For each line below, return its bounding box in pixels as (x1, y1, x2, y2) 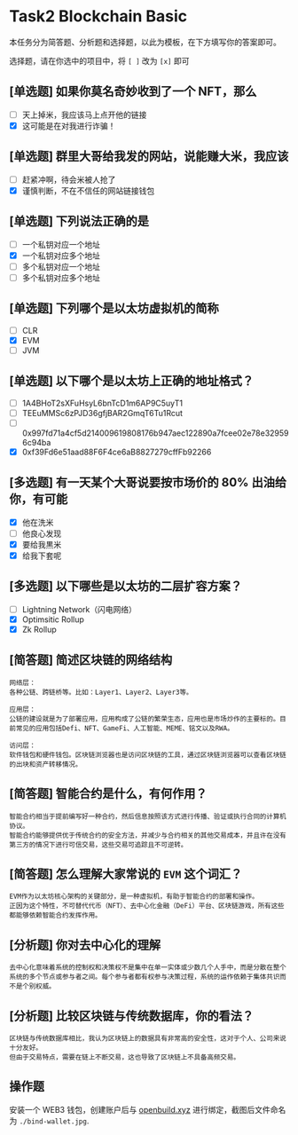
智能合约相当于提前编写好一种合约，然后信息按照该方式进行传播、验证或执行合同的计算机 (9, 812, 286, 821)
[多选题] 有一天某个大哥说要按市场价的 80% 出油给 (9, 475, 286, 490)
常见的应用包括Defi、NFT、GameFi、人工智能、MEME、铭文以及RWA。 (15, 723, 234, 733)
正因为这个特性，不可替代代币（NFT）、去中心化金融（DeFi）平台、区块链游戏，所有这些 (9, 902, 286, 910)
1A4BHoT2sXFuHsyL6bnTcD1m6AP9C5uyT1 (21, 398, 184, 408)
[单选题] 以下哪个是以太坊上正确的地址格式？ (9, 374, 255, 389)
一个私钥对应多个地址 (21, 250, 100, 261)
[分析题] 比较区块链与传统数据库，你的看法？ (9, 1008, 255, 1023)
